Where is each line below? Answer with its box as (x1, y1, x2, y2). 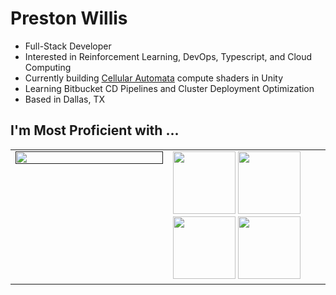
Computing (24, 61, 72, 73)
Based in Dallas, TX (24, 93, 106, 105)
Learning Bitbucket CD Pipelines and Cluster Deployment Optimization (24, 82, 315, 94)
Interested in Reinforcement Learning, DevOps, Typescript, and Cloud (24, 50, 313, 62)
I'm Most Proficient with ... (10, 122, 180, 139)
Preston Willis (10, 7, 128, 30)
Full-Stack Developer (24, 40, 112, 52)
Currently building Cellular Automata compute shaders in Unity (24, 72, 284, 84)
